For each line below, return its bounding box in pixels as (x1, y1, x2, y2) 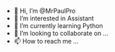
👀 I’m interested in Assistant (13, 14, 94, 22)
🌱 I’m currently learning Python (13, 22, 103, 30)
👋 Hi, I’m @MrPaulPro (13, 7, 76, 15)
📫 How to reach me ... (13, 37, 79, 45)
